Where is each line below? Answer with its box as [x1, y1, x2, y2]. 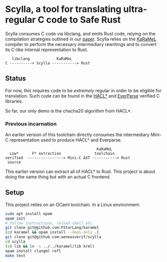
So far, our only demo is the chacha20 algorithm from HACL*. [5, 107, 132, 113]
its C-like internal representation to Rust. [5, 46, 88, 52]
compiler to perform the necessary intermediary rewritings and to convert [5, 41, 157, 47]
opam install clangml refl [5, 248, 61, 253]
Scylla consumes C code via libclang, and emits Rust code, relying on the [5, 30, 156, 36]
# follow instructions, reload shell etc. [5, 220, 95, 225]
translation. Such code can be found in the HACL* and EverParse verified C [5, 92, 160, 98]
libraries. [5, 98, 23, 104]
